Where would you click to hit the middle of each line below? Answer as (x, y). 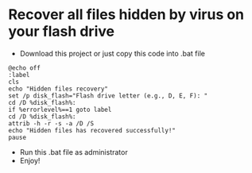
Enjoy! (30, 160)
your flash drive (62, 31)
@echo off (25, 68)
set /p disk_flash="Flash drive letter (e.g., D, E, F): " (108, 96)
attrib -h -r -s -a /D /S (51, 123)
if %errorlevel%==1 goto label (60, 110)
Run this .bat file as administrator (74, 152)
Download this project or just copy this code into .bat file (112, 53)
